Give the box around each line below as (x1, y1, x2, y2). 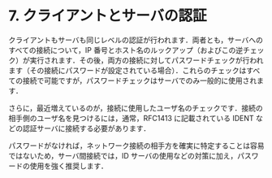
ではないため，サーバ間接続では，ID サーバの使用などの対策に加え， (8, 150, 238, 160)
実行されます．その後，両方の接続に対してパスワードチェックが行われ (29, 55, 264, 65)
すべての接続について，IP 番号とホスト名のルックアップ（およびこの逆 (8, 45, 244, 54)
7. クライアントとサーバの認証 (8, 7, 207, 25)
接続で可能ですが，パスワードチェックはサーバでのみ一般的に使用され (22, 76, 257, 85)
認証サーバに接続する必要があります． (22, 123, 151, 133)
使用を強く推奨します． (29, 161, 108, 171)
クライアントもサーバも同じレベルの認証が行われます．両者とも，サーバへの (8, 35, 264, 45)
